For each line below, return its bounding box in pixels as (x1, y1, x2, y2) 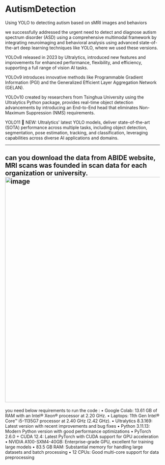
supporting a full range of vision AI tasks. (5, 65, 88, 71)
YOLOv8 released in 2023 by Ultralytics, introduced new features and (5, 54, 146, 60)
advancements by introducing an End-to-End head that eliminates (5, 104, 138, 110)
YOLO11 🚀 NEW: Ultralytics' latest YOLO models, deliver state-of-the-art (5, 119, 150, 125)
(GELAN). (5, 84, 25, 90)
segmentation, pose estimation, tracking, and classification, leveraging (5, 129, 148, 135)
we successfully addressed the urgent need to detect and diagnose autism (5, 29, 157, 35)
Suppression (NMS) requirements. (26, 109, 95, 116)
